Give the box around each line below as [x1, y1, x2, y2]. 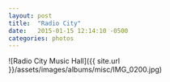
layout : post [8, 11, 53, 20]
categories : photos [8, 34, 74, 43]
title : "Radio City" [8, 19, 82, 27]
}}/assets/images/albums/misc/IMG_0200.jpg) [8, 65, 163, 75]
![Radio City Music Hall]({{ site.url [8, 56, 120, 66]
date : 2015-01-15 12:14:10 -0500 [8, 27, 129, 35]
